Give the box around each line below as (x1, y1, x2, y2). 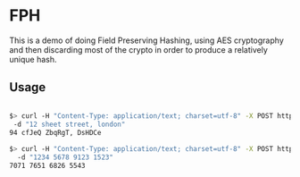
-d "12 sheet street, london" (12, 120, 126, 129)
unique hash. (9, 54, 57, 64)
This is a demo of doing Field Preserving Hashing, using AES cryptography (9, 35, 284, 46)
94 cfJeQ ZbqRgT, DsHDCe (9, 128, 102, 137)
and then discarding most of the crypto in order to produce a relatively (9, 44, 268, 55)
